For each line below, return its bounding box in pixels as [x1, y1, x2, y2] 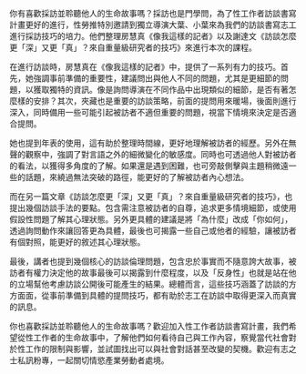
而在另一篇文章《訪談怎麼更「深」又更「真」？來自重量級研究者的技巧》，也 [9, 191, 293, 202]
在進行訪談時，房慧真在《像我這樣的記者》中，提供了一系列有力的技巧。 [9, 62, 280, 72]
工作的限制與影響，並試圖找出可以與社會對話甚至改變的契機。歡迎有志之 [25, 344, 297, 354]
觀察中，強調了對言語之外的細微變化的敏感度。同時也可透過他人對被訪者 [25, 149, 297, 159]
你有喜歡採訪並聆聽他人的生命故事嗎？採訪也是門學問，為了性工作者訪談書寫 [9, 8, 297, 18]
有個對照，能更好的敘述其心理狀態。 [9, 237, 146, 248]
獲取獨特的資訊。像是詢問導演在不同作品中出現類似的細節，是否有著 [33, 85, 289, 95]
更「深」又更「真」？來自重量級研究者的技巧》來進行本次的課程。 [9, 42, 257, 53]
